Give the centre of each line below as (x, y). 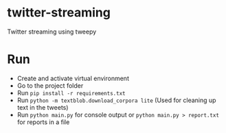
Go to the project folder (50, 85)
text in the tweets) (43, 107)
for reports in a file (43, 122)
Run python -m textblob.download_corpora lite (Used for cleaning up (116, 100)
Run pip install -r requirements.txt (71, 93)
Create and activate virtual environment (73, 78)
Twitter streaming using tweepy (52, 32)
